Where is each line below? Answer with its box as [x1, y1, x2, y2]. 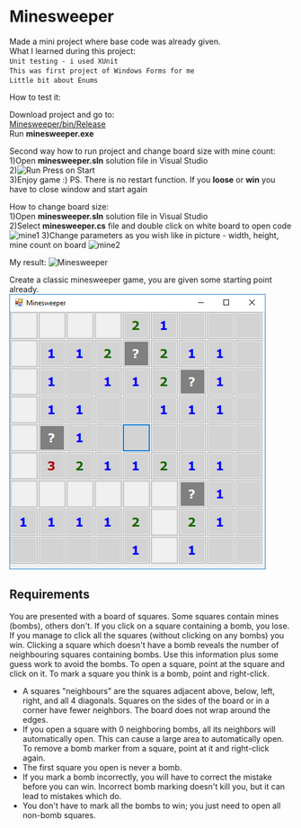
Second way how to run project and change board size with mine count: [9, 146, 276, 156]
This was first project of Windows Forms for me [9, 66, 195, 76]
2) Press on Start [9, 165, 96, 175]
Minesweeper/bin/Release [9, 119, 106, 129]
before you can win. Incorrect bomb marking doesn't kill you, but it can [22, 780, 286, 792]
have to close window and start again [9, 183, 148, 194]
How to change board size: [9, 200, 110, 212]
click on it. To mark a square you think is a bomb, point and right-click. [9, 668, 270, 679]
